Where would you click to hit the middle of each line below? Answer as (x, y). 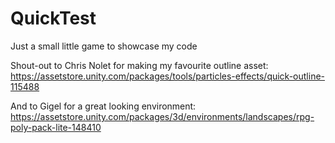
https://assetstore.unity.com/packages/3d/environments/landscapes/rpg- (162, 116)
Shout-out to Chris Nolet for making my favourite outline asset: (139, 65)
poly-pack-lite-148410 (56, 127)
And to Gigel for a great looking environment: (103, 106)
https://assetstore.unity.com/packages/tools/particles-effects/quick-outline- (168, 76)
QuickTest (53, 18)
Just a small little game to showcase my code (104, 46)
